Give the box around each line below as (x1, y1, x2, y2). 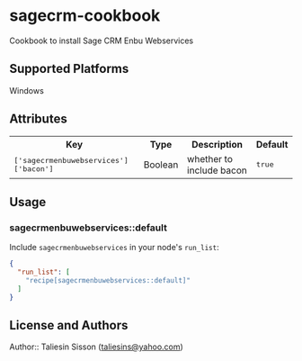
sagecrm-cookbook (9, 5, 161, 26)
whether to (187, 152, 234, 165)
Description (191, 138, 243, 150)
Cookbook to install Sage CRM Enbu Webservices (9, 35, 194, 46)
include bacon (187, 164, 247, 176)
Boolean (143, 158, 179, 171)
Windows (9, 85, 45, 95)
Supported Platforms (9, 61, 129, 77)
